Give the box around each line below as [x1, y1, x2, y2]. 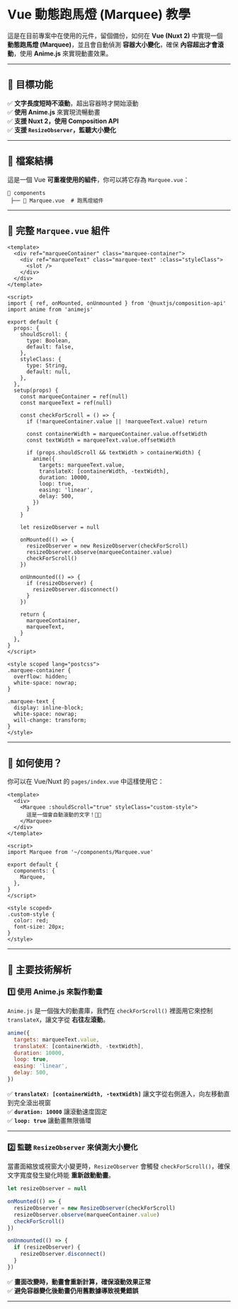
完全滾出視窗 [13, 1098, 51, 1106]
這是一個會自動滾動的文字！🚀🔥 [25, 811, 101, 818]
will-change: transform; [13, 717, 87, 724]
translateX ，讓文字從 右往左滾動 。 [7, 1015, 110, 1024]
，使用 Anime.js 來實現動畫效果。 [13, 49, 113, 58]
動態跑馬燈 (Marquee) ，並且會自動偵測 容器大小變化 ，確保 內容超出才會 [7, 40, 218, 48]
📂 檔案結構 [7, 155, 53, 167]
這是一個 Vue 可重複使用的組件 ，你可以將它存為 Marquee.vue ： [7, 175, 190, 183]
